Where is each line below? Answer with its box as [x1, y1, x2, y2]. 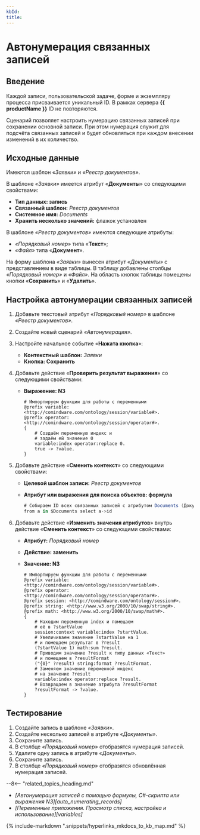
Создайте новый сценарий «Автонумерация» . [14, 329, 132, 336]
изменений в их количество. [6, 136, 79, 143]
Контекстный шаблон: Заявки [23, 352, 102, 359]
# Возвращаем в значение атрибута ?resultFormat [35, 681, 158, 687]
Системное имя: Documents [14, 211, 88, 218]
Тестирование [6, 708, 62, 719]
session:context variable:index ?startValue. [35, 629, 150, 635]
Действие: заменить [23, 548, 79, 555]
